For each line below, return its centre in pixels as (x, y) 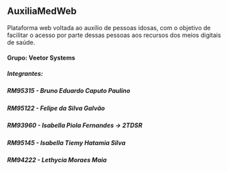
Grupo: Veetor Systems (41, 58)
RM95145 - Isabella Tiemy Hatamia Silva (66, 142)
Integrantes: (25, 74)
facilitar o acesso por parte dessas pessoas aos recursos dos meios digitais (114, 35)
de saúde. (21, 42)
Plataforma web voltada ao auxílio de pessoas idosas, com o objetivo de (109, 27)
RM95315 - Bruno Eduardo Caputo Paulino (69, 91)
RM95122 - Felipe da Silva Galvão (56, 108)
